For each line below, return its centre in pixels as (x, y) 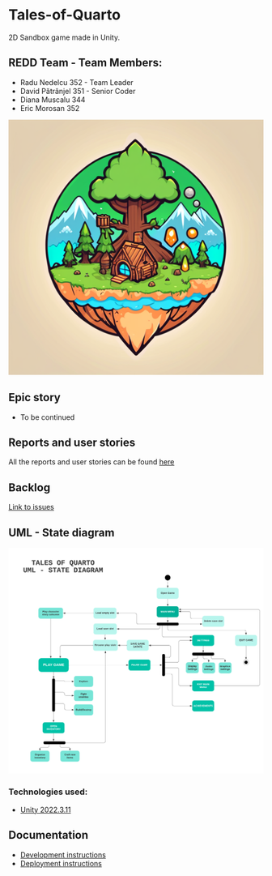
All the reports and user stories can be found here (91, 462)
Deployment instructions (61, 863)
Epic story (34, 397)
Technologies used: (48, 792)
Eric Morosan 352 (50, 108)
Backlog (30, 487)
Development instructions (63, 855)
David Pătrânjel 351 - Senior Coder (78, 91)
